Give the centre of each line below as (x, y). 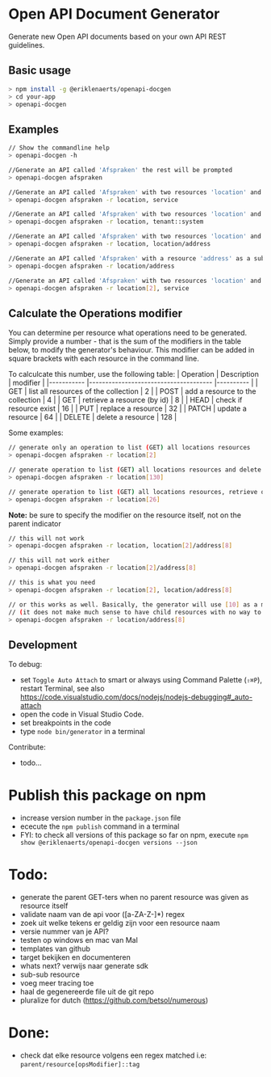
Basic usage (40, 71)
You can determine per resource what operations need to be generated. (128, 333)
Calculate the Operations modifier (96, 313)
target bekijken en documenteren (75, 957)
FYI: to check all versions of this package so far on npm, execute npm (134, 835)
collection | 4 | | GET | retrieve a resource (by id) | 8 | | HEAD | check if (125, 400)
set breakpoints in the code (65, 723)
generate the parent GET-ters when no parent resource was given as (134, 897)
